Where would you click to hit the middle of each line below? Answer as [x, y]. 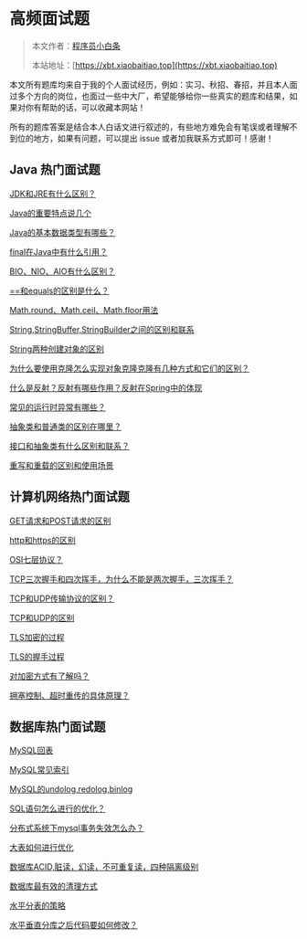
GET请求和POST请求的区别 [60, 521]
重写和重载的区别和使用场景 [62, 465]
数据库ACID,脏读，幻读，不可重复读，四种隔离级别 [104, 867]
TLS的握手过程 [37, 656]
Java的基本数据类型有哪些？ [63, 232]
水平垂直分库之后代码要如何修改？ [74, 925]
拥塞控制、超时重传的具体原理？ [69, 695]
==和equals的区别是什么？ [59, 290]
